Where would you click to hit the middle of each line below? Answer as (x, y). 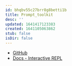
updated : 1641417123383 (30, 24)
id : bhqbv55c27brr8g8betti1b (36, 10)
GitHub (20, 53)
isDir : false (19, 39)
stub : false (18, 34)
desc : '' (14, 19)
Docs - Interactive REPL (37, 58)
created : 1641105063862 (30, 29)
